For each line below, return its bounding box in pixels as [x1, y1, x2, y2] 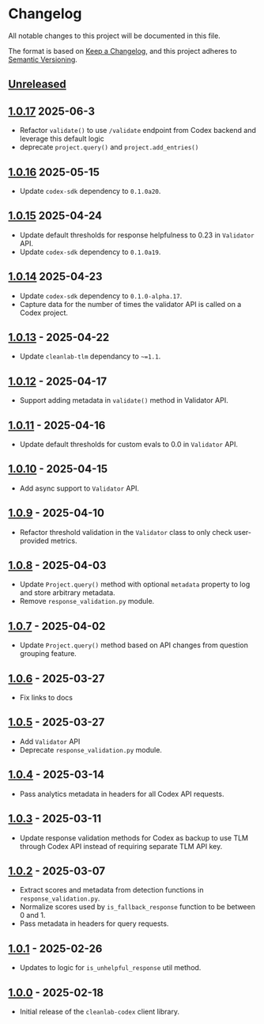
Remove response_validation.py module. [19, 597, 155, 606]
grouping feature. [19, 649, 77, 658]
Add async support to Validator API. [19, 484, 140, 493]
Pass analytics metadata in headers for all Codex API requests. [19, 789, 224, 798]
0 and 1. [19, 911, 46, 920]
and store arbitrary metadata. [19, 588, 116, 597]
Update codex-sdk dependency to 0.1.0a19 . [19, 247, 161, 256]
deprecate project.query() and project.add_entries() [19, 142, 199, 152]
